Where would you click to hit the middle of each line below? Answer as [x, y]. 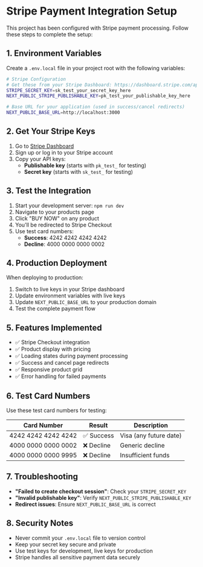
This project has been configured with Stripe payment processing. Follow [98, 28]
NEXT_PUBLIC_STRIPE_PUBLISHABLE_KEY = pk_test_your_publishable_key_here [98, 96]
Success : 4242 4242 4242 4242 [65, 237]
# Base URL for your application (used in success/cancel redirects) [96, 107]
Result [98, 425]
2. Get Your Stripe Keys [51, 131]
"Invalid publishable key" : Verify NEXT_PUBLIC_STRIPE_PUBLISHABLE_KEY [103, 497]
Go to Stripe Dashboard [44, 146]
